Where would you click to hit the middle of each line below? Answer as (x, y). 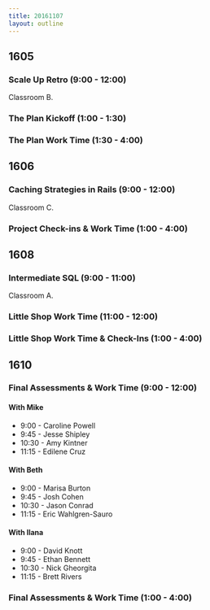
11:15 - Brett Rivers (51, 577)
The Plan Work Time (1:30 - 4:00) (76, 141)
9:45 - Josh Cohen (52, 496)
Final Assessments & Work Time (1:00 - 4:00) (101, 598)
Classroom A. (31, 296)
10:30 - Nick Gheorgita (58, 568)
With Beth (26, 470)
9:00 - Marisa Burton (55, 488)
